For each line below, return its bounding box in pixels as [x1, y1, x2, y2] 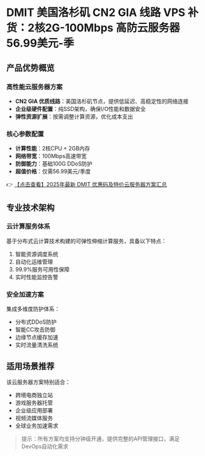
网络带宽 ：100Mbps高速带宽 [15, 153, 87, 160]
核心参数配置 [6, 129, 45, 138]
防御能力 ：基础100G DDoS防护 [15, 160, 93, 167]
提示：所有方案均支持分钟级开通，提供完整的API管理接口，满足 [21, 435, 180, 442]
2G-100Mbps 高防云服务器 [45, 21, 180, 35]
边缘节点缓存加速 [15, 333, 59, 341]
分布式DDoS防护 [15, 318, 57, 325]
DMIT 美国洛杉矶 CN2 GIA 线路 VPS [6, 6, 185, 20]
